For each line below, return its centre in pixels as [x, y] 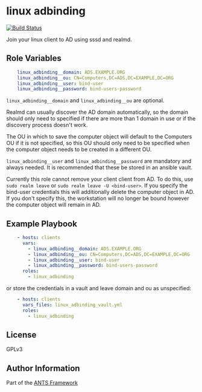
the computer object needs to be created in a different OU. [79, 149]
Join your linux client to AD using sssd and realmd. [69, 39]
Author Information [43, 368]
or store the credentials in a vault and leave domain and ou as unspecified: [99, 288]
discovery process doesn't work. [47, 125]
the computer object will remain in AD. [54, 205]
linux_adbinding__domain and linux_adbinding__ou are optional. [85, 101]
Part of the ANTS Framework [42, 383]
